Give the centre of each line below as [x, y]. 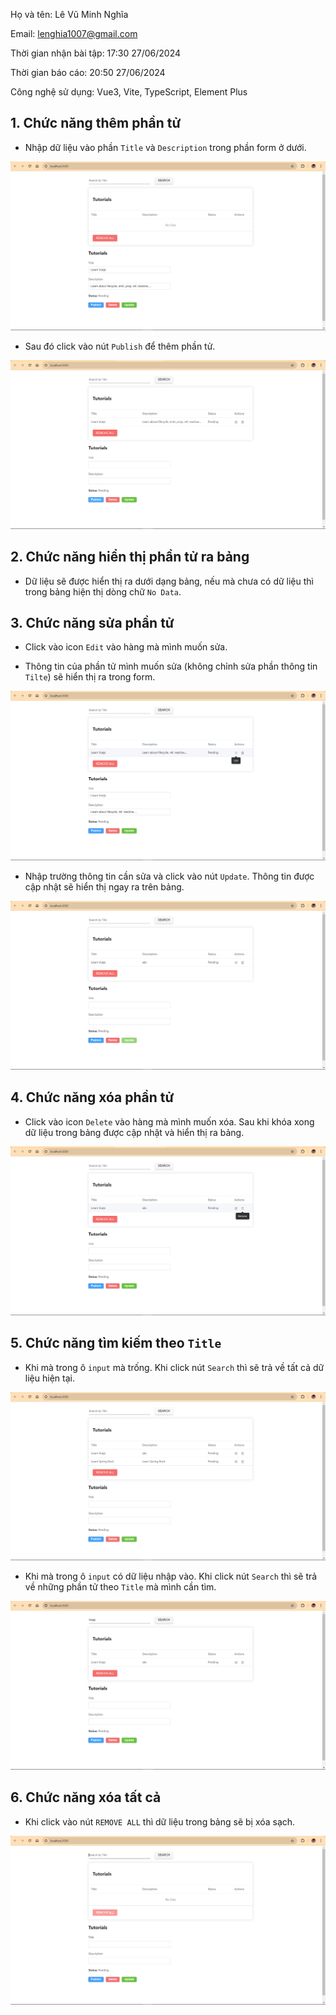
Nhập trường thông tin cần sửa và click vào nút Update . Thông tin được [169, 876]
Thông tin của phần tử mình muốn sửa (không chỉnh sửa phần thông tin [171, 666]
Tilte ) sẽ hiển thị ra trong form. [90, 677]
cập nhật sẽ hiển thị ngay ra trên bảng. [104, 886]
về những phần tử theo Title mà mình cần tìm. [120, 1587]
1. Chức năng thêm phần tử [96, 123]
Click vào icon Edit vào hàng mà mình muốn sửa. [126, 647]
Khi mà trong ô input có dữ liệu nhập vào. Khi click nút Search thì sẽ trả [171, 1576]
